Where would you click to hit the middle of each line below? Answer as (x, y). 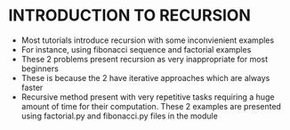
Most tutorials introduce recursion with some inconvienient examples (148, 40)
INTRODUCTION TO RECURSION (129, 16)
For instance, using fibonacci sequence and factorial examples (136, 49)
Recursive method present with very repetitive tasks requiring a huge (148, 97)
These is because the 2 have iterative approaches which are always (145, 77)
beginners (40, 69)
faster (32, 87)
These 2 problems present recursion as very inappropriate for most (145, 59)
